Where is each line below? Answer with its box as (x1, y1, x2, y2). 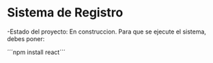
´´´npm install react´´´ (7, 48, 66, 56)
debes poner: (7, 34, 45, 42)
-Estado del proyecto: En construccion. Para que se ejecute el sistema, (7, 27, 207, 36)
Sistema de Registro (7, 5, 124, 21)
